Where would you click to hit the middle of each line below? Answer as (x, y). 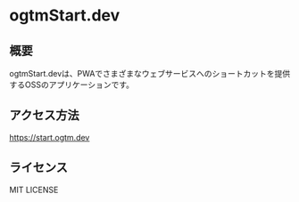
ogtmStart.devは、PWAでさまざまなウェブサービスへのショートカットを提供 (150, 73)
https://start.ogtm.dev (50, 137)
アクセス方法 (44, 115)
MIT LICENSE (34, 190)
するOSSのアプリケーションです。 (71, 85)
